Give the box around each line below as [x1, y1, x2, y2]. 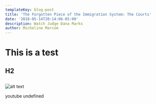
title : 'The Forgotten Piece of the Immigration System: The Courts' [5, 12, 152, 17]
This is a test [5, 47, 58, 58]
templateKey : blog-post [5, 7, 54, 12]
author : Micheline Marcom [5, 26, 58, 31]
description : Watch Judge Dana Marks [5, 21, 83, 26]
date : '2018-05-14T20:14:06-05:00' [5, 16, 79, 21]
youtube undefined [5, 93, 44, 99]
